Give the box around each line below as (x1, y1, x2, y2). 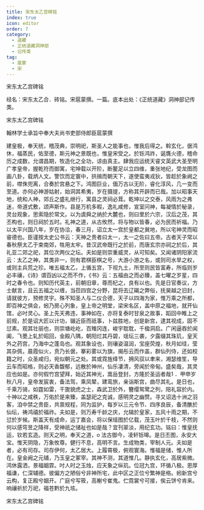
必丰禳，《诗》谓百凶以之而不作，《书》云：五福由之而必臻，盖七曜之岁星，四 (6, 271, 198, 279)
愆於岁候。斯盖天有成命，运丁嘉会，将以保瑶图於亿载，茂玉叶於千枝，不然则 (6, 416, 198, 424)
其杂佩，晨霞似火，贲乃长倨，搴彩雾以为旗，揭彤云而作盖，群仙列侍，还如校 (6, 348, 198, 355)
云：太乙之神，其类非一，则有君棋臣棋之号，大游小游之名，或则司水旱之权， (6, 256, 198, 264)
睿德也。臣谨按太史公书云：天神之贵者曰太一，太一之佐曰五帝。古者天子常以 (6, 234, 198, 241)
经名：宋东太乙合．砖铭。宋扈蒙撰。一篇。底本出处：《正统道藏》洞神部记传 (6, 96, 195, 103)
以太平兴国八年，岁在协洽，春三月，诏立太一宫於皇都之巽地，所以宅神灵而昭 (6, 226, 198, 233)
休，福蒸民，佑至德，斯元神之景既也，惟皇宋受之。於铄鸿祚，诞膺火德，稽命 (6, 150, 198, 157)
